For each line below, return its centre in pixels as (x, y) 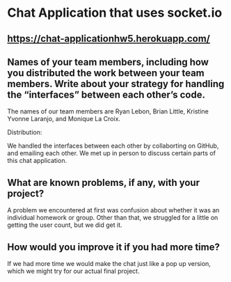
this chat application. (37, 161)
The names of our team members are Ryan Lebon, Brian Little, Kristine (108, 111)
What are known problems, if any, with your (104, 182)
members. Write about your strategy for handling (116, 84)
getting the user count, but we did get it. (65, 225)
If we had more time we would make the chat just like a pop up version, (109, 264)
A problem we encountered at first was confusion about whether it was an (113, 210)
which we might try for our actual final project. (73, 271)
